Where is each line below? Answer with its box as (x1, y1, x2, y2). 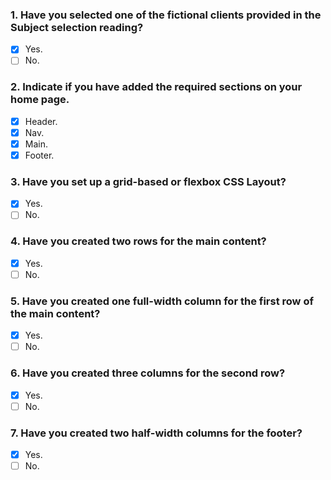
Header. (24, 115, 58, 127)
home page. (10, 93, 70, 107)
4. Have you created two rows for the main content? (10, 234, 267, 248)
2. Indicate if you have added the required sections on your (10, 80, 303, 94)
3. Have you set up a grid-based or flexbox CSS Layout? (10, 174, 287, 188)
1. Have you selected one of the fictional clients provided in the (10, 8, 322, 22)
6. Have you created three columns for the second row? (10, 366, 286, 380)
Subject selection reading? (10, 20, 144, 34)
